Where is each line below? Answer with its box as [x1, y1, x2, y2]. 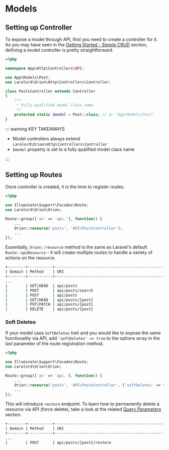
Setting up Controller [5, 23, 72, 32]
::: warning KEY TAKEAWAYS [5, 126, 65, 132]
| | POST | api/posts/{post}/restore [5, 440, 112, 445]
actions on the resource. [5, 255, 56, 261]
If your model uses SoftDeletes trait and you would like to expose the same [5, 330, 161, 336]
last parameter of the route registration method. [5, 340, 104, 347]
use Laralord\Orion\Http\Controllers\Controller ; [5, 79, 112, 84]
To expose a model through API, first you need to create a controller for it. [5, 36, 158, 42]
